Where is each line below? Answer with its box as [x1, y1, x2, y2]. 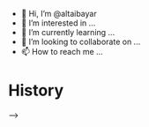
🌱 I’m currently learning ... [20, 27, 115, 37]
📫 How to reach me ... [20, 47, 103, 56]
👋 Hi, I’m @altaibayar [20, 9, 98, 19]
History [8, 80, 64, 101]
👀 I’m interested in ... [20, 18, 96, 28]
